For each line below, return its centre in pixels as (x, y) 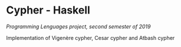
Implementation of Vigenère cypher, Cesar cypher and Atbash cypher (90, 38)
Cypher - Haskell (48, 10)
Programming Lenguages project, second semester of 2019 (78, 26)
